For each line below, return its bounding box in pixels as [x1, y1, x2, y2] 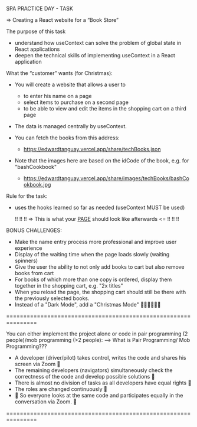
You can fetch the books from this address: [14, 134, 120, 141]
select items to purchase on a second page [23, 99, 129, 106]
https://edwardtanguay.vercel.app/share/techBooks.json [23, 146, 161, 152]
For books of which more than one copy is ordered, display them [14, 276, 172, 283]
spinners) [14, 257, 38, 264]
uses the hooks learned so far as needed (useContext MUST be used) [14, 204, 185, 211]
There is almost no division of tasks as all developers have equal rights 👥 [14, 379, 192, 386]
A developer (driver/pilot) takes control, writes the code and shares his [14, 354, 187, 361]
